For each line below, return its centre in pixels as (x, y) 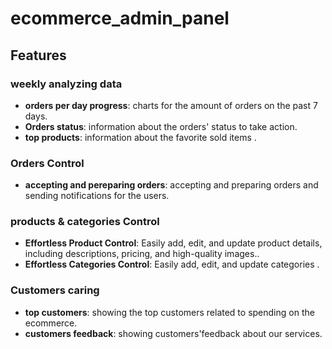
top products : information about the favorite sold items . (140, 137)
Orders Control (47, 163)
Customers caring (55, 290)
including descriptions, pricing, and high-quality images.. (142, 254)
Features (38, 55)
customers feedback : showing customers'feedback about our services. (173, 333)
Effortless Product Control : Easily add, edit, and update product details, (173, 243)
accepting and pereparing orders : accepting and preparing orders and (171, 185)
